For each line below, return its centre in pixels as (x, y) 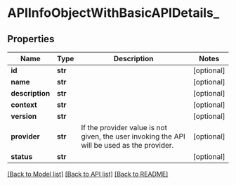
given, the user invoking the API (133, 136)
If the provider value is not (124, 128)
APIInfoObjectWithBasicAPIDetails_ (113, 13)
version (24, 116)
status (22, 157)
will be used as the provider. (127, 145)
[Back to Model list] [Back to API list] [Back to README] (88, 174)
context (24, 105)
